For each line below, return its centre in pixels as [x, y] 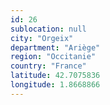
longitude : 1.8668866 [55, 85]
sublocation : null [48, 29]
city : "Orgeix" [42, 38]
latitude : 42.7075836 [55, 76]
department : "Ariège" [55, 47]
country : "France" [48, 66]
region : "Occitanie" [53, 57]
